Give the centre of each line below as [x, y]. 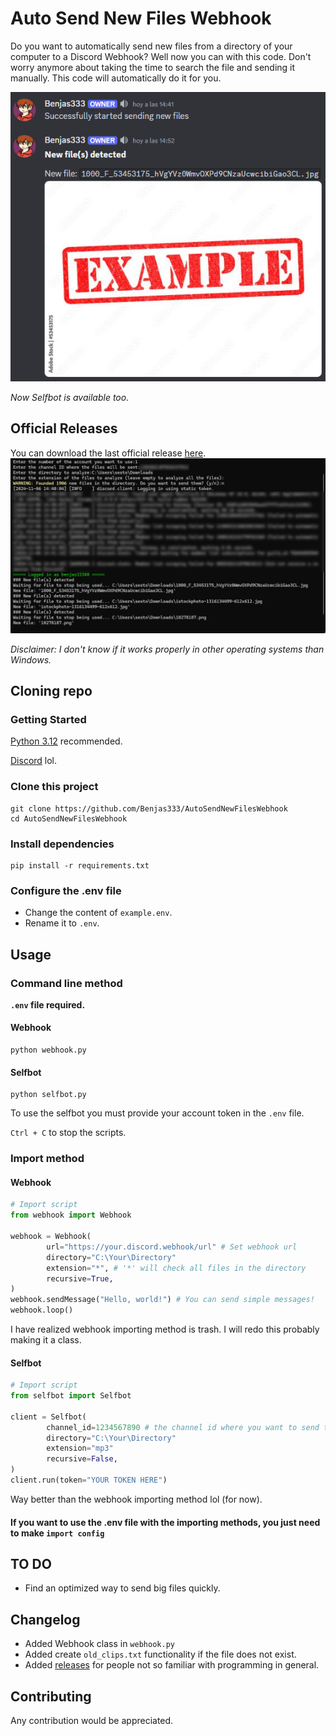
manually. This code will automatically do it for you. [116, 78]
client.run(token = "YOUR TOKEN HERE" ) [89, 1480]
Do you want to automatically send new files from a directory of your [151, 46]
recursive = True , [80, 1278]
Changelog [45, 1619]
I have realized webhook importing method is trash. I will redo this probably [165, 1329]
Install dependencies [62, 844]
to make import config [57, 1533]
